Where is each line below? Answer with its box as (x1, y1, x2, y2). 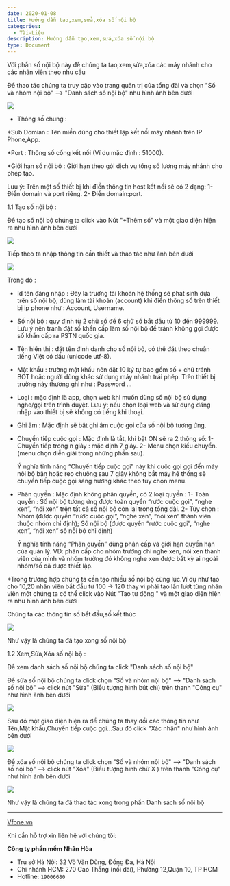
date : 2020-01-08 (7, 10, 57, 17)
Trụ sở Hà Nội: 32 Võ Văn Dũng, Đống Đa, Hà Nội (16, 858, 156, 866)
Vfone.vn (7, 818, 33, 826)
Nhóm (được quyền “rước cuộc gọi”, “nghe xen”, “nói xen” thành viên (16, 512, 211, 520)
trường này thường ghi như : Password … (16, 380, 132, 388)
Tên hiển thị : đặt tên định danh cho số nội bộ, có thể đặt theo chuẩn (16, 345, 210, 353)
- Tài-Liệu (13, 29, 44, 36)
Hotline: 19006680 (16, 872, 66, 881)
